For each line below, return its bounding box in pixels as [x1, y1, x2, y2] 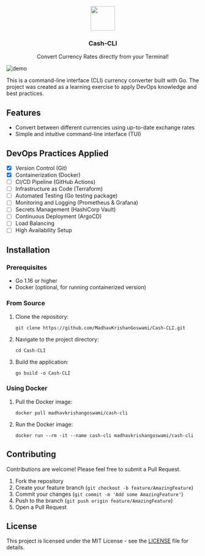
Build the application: [15, 358, 69, 365]
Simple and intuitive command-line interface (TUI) [15, 131, 142, 138]
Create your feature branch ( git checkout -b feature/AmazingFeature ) [15, 484, 194, 491]
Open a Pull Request [15, 503, 67, 511]
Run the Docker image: [15, 421, 73, 428]
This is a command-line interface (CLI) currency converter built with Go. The [6, 77, 199, 84]
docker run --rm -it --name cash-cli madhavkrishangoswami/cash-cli [15, 432, 194, 438]
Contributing [6, 449, 56, 460]
